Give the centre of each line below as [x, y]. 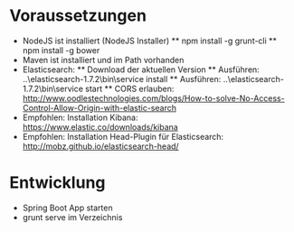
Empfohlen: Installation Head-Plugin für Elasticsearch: [123, 136]
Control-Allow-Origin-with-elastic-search [99, 107]
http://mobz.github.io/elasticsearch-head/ [100, 146]
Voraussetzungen [78, 16]
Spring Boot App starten [67, 208]
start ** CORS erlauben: [130, 88]
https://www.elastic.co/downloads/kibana [100, 126]
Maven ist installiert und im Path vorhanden [103, 60]
